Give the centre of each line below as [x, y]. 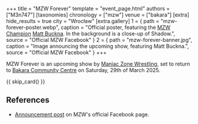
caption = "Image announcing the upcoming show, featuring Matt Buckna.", [98, 46]
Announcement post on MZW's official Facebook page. [82, 114]
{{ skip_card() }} [26, 81]
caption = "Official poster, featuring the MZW [116, 27]
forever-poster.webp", [33, 27]
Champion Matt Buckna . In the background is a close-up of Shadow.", [91, 34]
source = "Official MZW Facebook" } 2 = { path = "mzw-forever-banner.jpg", [99, 40]
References [28, 100]
